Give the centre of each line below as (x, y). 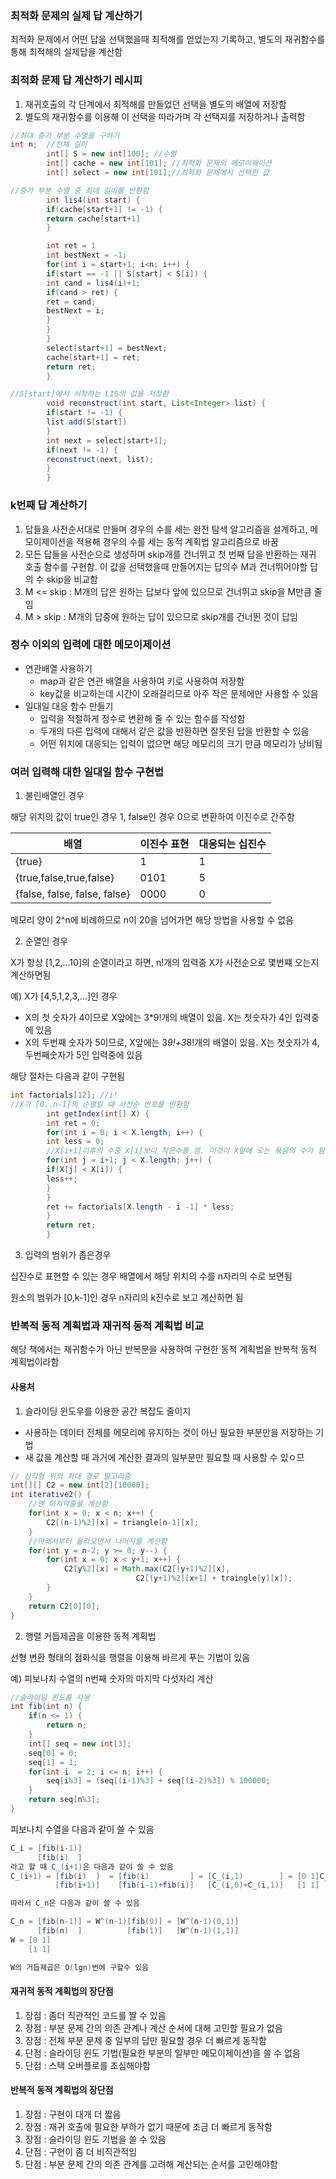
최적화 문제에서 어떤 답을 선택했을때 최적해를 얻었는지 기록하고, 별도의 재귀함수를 (168, 39)
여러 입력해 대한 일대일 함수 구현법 (87, 772)
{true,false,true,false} (65, 878)
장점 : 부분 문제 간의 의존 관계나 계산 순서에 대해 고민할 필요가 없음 (153, 2028)
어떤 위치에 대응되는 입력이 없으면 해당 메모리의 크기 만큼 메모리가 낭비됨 (181, 743)
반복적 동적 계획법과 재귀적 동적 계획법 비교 (107, 1326)
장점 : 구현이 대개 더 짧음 (73, 2114)
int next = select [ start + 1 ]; (107, 440)
